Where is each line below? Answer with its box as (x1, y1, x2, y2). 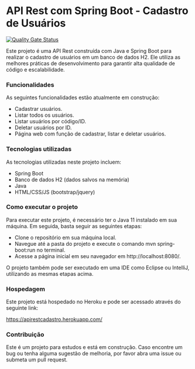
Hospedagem (6, 285, 46, 293)
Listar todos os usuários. (14, 111, 74, 119)
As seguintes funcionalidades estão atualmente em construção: (6, 94, 160, 101)
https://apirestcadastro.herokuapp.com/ (6, 316, 102, 323)
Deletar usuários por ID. (14, 124, 72, 131)
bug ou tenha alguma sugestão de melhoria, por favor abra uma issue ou (6, 350, 182, 357)
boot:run (14, 246, 36, 253)
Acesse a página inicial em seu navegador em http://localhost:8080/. (14, 252, 181, 259)
